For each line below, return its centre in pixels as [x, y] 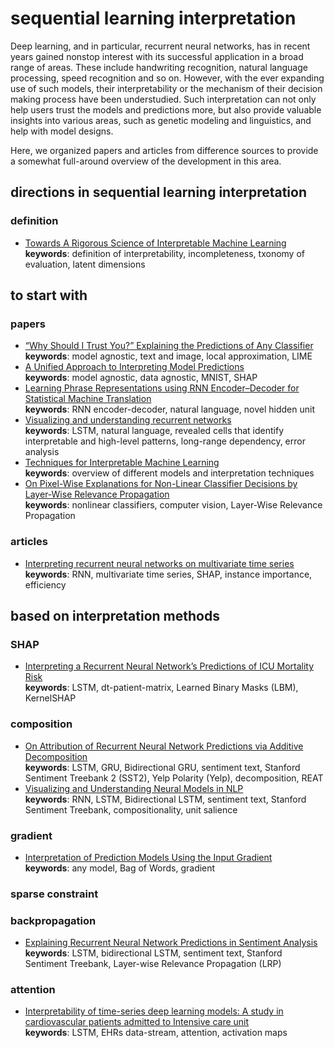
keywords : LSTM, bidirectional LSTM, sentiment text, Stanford [153, 953]
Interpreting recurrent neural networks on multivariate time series [159, 563]
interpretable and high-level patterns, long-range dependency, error [165, 441]
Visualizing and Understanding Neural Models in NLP [134, 788]
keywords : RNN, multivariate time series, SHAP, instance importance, [168, 574]
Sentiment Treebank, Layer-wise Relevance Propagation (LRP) [153, 964]
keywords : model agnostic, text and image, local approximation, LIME [168, 356]
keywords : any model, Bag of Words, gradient [120, 868]
